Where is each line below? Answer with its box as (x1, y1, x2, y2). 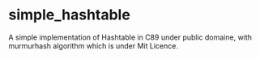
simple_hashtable (8, 6, 131, 24)
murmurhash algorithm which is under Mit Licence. (8, 40, 178, 50)
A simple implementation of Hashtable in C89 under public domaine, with (8, 32, 253, 42)
